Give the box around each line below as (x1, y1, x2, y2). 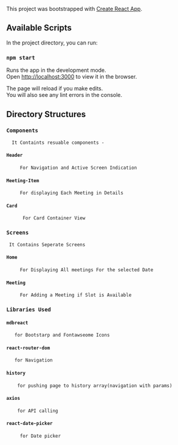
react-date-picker (6, 421, 53, 427)
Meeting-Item (6, 177, 39, 183)
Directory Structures (6, 109, 86, 119)
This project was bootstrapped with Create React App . (6, 5, 143, 12)
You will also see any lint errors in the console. (6, 91, 123, 99)
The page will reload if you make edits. (6, 85, 103, 92)
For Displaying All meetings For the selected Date (19, 266, 154, 273)
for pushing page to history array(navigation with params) (17, 382, 173, 389)
